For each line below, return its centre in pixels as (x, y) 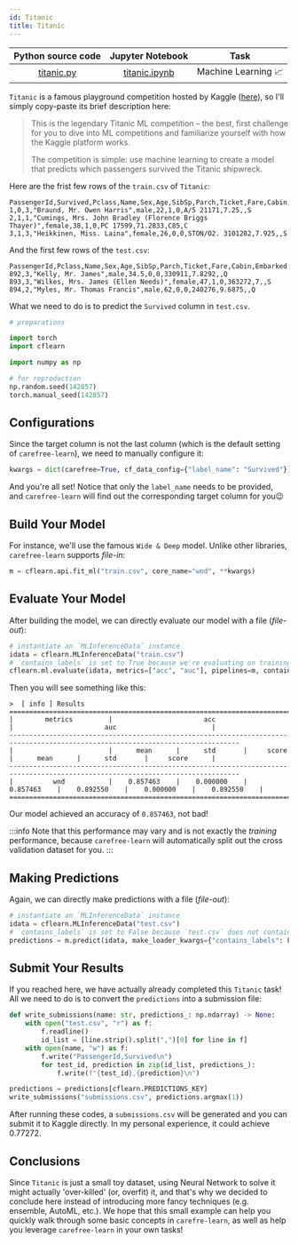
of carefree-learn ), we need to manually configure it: (106, 453)
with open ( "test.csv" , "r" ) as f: (89, 1024)
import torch (33, 339)
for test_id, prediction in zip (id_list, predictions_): (148, 1065)
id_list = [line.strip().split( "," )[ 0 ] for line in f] (145, 1041)
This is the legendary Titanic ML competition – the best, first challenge (160, 123)
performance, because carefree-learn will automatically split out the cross (146, 841)
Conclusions (45, 1161)
